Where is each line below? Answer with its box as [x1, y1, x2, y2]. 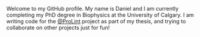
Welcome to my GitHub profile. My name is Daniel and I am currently [6, 5, 179, 12]
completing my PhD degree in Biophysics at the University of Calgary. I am [6, 11, 194, 18]
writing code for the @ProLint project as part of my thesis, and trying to [6, 18, 187, 24]
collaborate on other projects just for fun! [6, 24, 110, 31]
